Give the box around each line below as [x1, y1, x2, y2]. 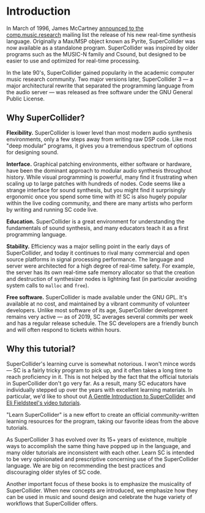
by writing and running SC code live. [6, 206, 98, 213]
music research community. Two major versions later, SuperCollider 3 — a [6, 75, 193, 83]
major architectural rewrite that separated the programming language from [6, 81, 195, 89]
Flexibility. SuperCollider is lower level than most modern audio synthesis [6, 129, 193, 136]
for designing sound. [6, 148, 59, 155]
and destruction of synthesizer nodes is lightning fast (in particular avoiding [6, 275, 197, 282]
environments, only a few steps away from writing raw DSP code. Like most [6, 135, 197, 143]
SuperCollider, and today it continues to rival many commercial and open [6, 249, 190, 256]
